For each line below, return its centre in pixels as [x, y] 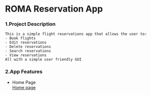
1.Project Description [30, 24]
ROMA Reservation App [54, 9]
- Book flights [20, 38]
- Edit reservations [26, 43]
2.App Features [24, 72]
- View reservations [26, 55]
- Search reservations [28, 51]
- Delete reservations [28, 47]
